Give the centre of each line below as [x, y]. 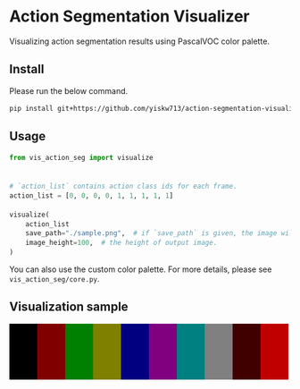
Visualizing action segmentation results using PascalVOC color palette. [140, 41]
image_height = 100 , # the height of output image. [121, 243]
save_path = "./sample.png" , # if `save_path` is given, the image [151, 233]
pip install [31, 108]
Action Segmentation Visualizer [129, 17]
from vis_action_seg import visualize [81, 158]
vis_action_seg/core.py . [54, 279]
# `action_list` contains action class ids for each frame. [124, 186]
